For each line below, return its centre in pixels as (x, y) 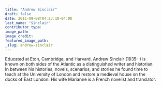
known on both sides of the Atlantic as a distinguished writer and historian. (79, 64)
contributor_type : (23, 27)
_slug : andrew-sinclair (29, 45)
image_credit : (19, 37)
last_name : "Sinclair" (28, 23)
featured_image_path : (27, 41)
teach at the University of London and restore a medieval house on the (75, 74)
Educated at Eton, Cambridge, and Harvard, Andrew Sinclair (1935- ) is (75, 59)
